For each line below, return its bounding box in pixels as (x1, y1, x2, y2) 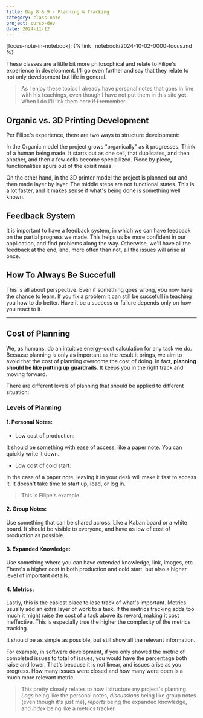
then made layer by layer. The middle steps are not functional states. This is (6, 181, 195, 188)
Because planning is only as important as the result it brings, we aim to (6, 351, 182, 358)
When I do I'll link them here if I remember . (21, 98, 127, 105)
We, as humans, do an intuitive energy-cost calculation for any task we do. (6, 344, 192, 352)
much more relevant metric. (6, 674, 76, 681)
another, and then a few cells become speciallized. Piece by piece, (6, 156, 172, 163)
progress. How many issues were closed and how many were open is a (6, 667, 183, 674)
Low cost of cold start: (14, 462, 71, 469)
